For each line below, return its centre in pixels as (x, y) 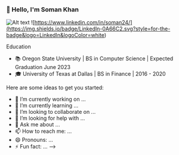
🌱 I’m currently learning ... (47, 106)
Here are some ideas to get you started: (55, 88)
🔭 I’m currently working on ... (50, 99)
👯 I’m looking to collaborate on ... (55, 112)
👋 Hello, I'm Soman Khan (43, 10)
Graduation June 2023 (42, 67)
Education (18, 46)
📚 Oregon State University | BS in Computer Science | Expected (94, 58)
